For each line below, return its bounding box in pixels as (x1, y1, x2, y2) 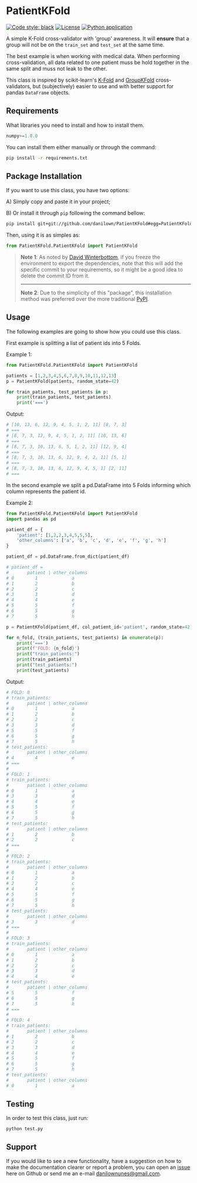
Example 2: (6, 499, 33, 506)
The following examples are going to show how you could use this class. (6, 328, 181, 335)
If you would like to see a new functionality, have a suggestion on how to (6, 1158, 182, 1165)
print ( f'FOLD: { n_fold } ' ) (16, 645, 80, 652)
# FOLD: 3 (6, 936, 30, 941)
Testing (6, 1099, 35, 1109)
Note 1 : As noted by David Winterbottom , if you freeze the (20, 254, 160, 261)
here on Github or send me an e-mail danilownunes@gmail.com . (6, 1170, 161, 1177)
